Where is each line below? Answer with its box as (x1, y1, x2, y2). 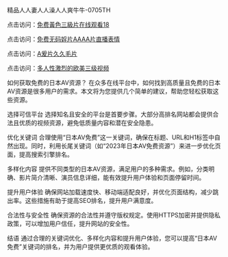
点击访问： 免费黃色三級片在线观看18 (7, 21, 110, 29)
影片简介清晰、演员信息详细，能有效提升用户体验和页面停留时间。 (18, 174, 205, 181)
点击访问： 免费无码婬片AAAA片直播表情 (7, 35, 121, 43)
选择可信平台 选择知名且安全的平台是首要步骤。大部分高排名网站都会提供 (7, 110, 213, 118)
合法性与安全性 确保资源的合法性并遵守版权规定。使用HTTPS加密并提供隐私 (7, 211, 221, 219)
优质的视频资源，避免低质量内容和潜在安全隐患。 (18, 119, 157, 126)
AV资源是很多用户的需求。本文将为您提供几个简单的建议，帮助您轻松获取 (7, 87, 214, 95)
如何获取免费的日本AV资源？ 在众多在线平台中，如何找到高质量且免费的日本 (7, 79, 221, 87)
